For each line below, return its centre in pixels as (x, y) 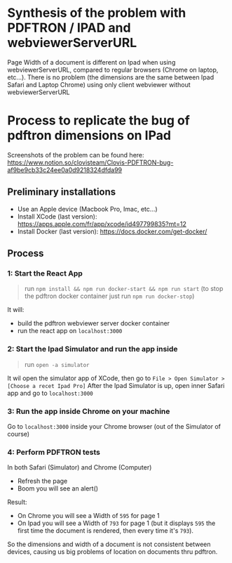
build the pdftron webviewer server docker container (94, 323)
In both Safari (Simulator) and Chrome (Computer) (80, 467)
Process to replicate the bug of (99, 121)
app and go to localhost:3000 (50, 393)
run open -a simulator (57, 364)
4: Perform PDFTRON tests (54, 452)
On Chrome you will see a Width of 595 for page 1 (88, 516)
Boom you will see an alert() (58, 488)
